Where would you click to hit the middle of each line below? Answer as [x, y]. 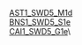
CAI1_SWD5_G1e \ [40, 31]
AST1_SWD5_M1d [41, 13]
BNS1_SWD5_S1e [40, 22]
